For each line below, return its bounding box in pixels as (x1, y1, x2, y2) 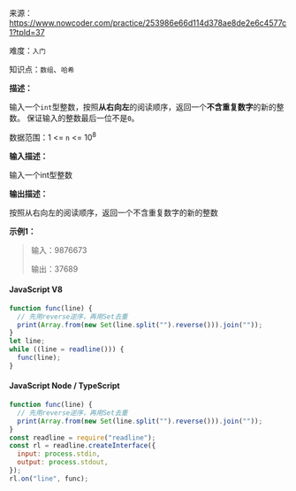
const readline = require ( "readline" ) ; (9, 433, 156, 442)
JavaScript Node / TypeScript (9, 380, 121, 391)
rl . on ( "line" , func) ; (9, 474, 89, 483)
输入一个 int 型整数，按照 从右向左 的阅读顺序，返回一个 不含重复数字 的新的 (9, 102, 277, 112)
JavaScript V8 (9, 284, 64, 295)
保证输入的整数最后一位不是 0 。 (26, 113, 140, 123)
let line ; (9, 337, 46, 346)
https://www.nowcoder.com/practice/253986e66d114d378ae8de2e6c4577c (9, 18, 287, 28)
